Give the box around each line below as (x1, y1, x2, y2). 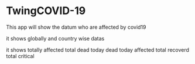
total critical (6, 52, 35, 59)
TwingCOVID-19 (6, 4, 86, 18)
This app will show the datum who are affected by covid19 (6, 23, 146, 31)
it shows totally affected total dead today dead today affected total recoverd (6, 46, 189, 53)
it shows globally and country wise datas (6, 35, 105, 42)
